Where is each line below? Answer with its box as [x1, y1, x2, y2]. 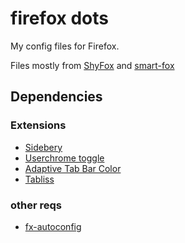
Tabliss [24, 173, 55, 185]
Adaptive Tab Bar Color [24, 162, 122, 174]
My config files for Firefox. [10, 40, 120, 52]
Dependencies [10, 88, 103, 106]
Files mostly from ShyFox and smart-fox [10, 59, 175, 71]
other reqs [10, 198, 63, 212]
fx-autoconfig [24, 220, 82, 232]
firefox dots [10, 7, 109, 30]
